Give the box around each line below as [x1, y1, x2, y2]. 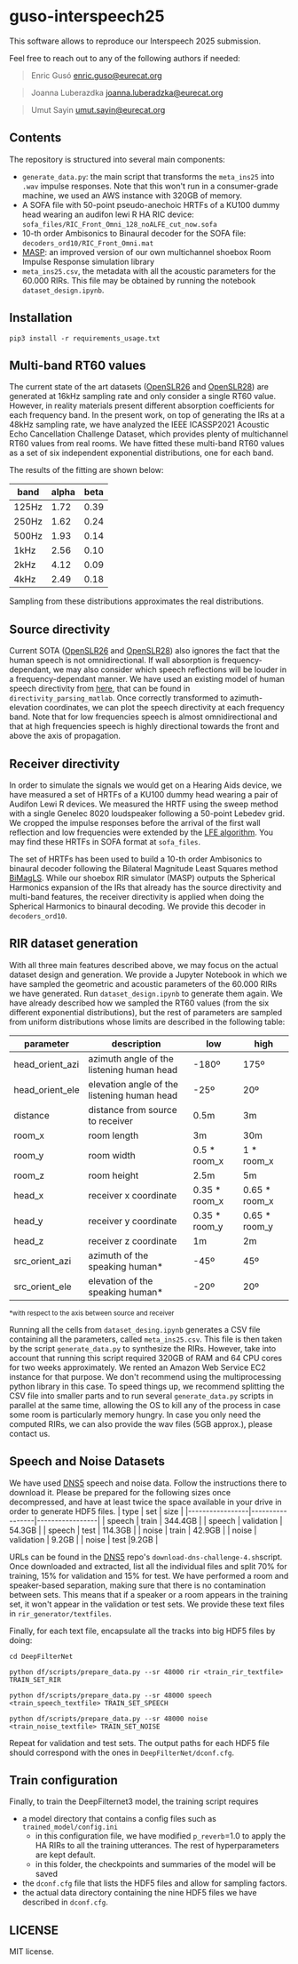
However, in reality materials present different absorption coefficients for [9, 400, 275, 411]
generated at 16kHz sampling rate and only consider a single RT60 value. [9, 391, 277, 402]
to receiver [88, 1114, 133, 1126]
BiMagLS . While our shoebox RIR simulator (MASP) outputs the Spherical [9, 873, 276, 883]
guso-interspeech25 [9, 6, 165, 27]
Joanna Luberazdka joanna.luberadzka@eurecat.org [30, 87, 223, 98]
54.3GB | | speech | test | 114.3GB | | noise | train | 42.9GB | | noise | [9, 1525, 257, 1535]
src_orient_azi [13, 1255, 72, 1267]
